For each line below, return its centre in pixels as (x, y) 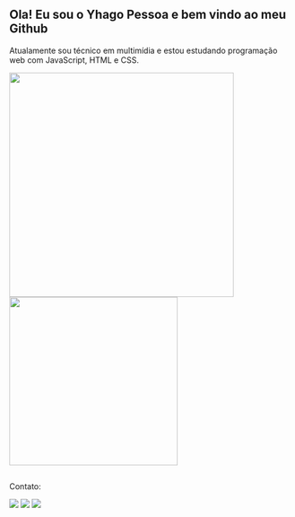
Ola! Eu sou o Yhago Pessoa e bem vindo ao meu (148, 15)
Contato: (26, 486)
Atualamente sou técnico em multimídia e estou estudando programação (143, 50)
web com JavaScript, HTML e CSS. (74, 60)
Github (29, 29)
